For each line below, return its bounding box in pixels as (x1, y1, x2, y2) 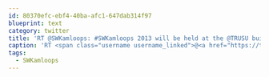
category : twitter (8, 26, 70, 34)
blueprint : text (8, 19, 62, 27)
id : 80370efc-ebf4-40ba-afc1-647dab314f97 (8, 11, 152, 20)
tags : (8, 49, 26, 57)
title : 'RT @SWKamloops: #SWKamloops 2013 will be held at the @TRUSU (8, 34, 249, 43)
